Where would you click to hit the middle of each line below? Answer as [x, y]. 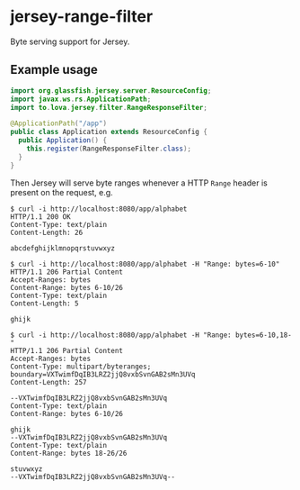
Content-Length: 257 [49, 382]
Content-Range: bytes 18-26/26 [69, 453]
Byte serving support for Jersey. [70, 41]
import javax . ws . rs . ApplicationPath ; [81, 99]
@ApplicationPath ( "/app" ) [58, 123]
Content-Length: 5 [44, 304]
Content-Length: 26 [47, 232]
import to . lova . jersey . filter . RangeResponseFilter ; [109, 107]
